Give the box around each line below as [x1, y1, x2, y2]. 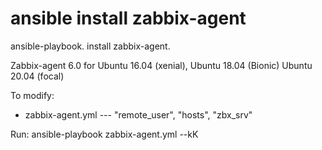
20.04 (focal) [10, 70, 65, 82]
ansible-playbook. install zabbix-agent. [10, 40, 171, 52]
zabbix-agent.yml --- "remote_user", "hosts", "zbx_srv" [24, 108, 253, 121]
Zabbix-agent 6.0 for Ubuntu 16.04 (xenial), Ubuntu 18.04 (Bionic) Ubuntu [10, 59, 313, 71]
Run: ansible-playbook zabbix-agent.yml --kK [10, 128, 199, 140]
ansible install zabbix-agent [10, 7, 247, 30]
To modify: [10, 89, 55, 101]
